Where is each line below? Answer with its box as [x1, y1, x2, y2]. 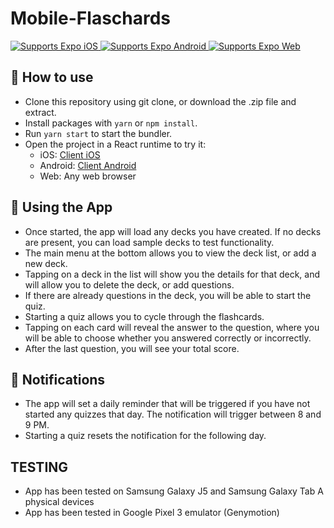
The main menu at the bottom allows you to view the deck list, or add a [24, 247, 317, 259]
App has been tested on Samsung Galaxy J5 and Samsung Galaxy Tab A [24, 485, 324, 497]
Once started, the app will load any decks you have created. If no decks [24, 225, 322, 237]
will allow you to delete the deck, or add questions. [24, 278, 235, 291]
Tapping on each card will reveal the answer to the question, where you [24, 321, 320, 333]
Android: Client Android [39, 159, 137, 171]
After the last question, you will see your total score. [24, 342, 240, 354]
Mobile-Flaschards [10, 7, 172, 30]
